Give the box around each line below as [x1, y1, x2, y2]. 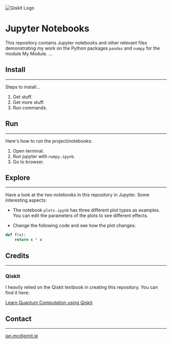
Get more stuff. [12, 99, 45, 105]
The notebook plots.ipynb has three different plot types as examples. [12, 207, 160, 213]
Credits [5, 251, 30, 260]
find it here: [5, 290, 30, 296]
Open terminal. [12, 147, 45, 154]
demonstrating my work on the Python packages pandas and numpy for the [5, 45, 160, 51]
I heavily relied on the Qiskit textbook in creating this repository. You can [5, 284, 158, 290]
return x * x [14, 237, 42, 243]
